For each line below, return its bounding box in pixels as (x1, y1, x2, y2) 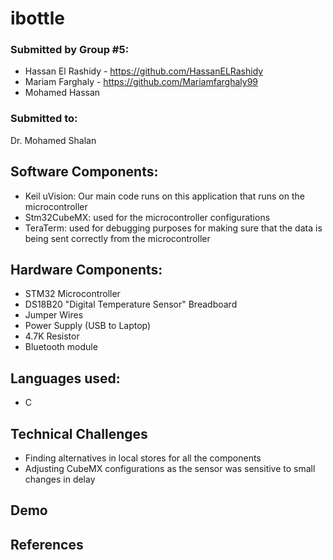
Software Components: (10, 163, 159, 181)
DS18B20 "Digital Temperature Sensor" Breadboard (24, 298, 238, 311)
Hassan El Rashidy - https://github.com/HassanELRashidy (24, 65, 264, 77)
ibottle (10, 7, 65, 30)
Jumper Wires (24, 309, 84, 321)
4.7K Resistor (24, 330, 80, 342)
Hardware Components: (10, 261, 163, 278)
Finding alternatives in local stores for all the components (24, 452, 262, 464)
